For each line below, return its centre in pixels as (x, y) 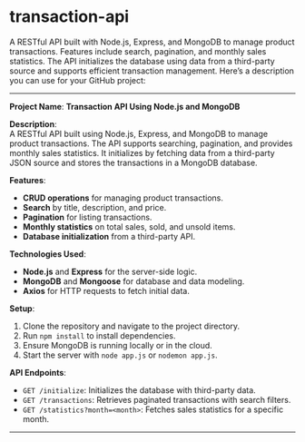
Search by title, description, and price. (94, 207)
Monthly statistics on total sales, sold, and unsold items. (129, 226)
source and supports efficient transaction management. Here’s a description (152, 71)
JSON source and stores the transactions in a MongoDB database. (133, 162)
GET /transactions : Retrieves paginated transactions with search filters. (157, 399)
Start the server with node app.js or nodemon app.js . (120, 355)
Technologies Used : (48, 254)
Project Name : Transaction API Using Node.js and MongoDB (125, 106)
